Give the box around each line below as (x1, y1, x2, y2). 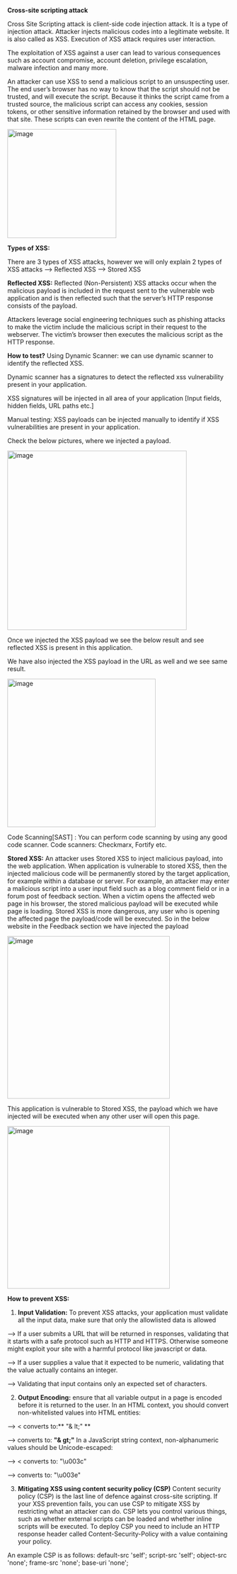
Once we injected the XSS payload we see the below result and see (7, 636, 204, 644)
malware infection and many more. (7, 64, 108, 72)
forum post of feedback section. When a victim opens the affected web (7, 892, 216, 900)
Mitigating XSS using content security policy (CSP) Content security (17, 1485, 221, 1493)
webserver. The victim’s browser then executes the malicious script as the (7, 330, 224, 339)
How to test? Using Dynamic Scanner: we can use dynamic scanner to (7, 352, 214, 360)
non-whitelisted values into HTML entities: (17, 1408, 141, 1417)
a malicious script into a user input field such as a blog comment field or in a (7, 884, 230, 892)
